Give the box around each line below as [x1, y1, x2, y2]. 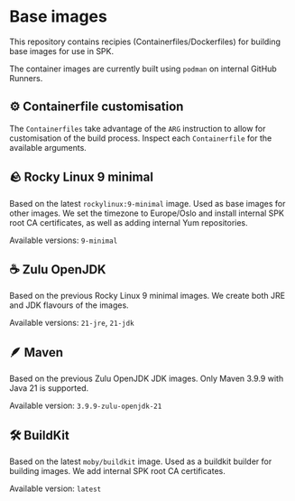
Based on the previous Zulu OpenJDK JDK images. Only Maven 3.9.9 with [9, 373, 284, 385]
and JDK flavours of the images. [9, 300, 129, 311]
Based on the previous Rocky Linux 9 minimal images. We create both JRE [9, 291, 286, 302]
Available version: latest [9, 483, 102, 494]
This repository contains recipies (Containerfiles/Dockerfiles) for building [9, 36, 281, 47]
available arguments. [9, 142, 88, 153]
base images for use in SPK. [9, 45, 115, 56]
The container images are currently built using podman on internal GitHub [9, 63, 277, 74]
